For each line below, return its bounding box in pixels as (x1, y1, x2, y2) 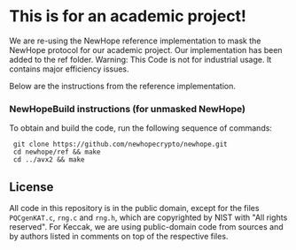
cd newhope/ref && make (12, 148, 101, 156)
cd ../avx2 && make (12, 155, 86, 164)
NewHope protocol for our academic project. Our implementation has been (9, 44, 283, 55)
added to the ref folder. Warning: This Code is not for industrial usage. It (9, 54, 272, 64)
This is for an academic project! (9, 6, 246, 27)
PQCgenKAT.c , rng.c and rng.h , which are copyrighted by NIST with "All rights (9, 212, 288, 223)
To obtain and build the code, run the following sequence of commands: (9, 123, 273, 133)
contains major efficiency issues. (9, 64, 130, 74)
